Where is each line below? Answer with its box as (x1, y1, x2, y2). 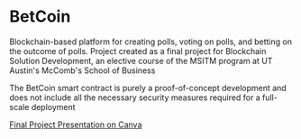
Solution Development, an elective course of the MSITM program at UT (9, 55, 273, 66)
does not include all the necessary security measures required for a (9, 92, 260, 103)
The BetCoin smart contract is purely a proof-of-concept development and (9, 82, 287, 93)
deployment (31, 101, 76, 112)
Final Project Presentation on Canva (9, 119, 142, 130)
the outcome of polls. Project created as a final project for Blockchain (9, 45, 267, 56)
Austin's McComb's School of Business (9, 65, 156, 76)
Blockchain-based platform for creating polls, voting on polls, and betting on (9, 36, 293, 47)
